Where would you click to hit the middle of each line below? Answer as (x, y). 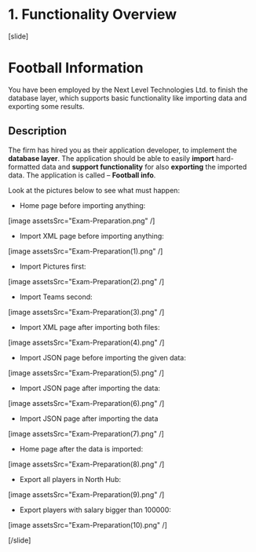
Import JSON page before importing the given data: (103, 357)
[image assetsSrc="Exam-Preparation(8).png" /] (86, 464)
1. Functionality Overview (93, 15)
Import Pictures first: (53, 266)
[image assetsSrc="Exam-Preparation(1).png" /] (86, 251)
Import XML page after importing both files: (90, 327)
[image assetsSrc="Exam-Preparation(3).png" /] (86, 312)
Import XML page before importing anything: (92, 236)
